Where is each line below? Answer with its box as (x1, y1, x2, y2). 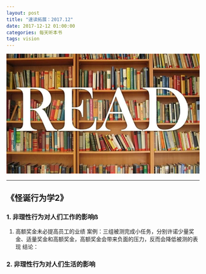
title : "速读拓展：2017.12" (6, 16, 74, 23)
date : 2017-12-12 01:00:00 (6, 23, 75, 29)
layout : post (6, 10, 40, 16)
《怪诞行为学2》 (6, 193, 69, 203)
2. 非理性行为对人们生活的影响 (6, 260, 96, 268)
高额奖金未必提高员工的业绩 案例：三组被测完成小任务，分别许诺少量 (15, 228, 189, 235)
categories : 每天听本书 (6, 29, 63, 36)
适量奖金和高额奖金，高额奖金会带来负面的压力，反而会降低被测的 (26, 235, 193, 243)
